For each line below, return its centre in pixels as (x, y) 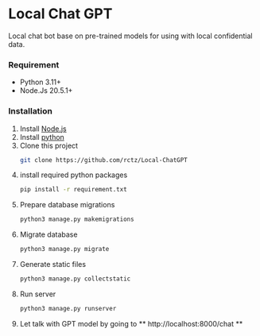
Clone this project (49, 145)
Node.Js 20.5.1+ (46, 91)
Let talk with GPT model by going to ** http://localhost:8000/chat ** (131, 323)
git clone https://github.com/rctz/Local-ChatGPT (104, 160)
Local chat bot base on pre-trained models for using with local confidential (130, 36)
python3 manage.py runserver (68, 308)
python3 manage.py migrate (64, 249)
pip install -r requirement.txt (73, 190)
